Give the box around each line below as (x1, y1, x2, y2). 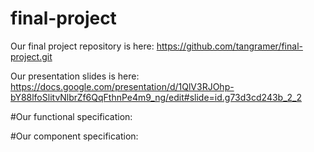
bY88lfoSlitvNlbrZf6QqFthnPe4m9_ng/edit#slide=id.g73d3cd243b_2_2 (10, 91, 302, 103)
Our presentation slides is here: (10, 70, 140, 82)
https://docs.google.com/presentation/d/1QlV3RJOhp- (10, 80, 235, 92)
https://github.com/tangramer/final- (156, 40, 303, 52)
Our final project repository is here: (10, 40, 155, 52)
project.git (10, 50, 53, 62)
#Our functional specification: (10, 110, 133, 122)
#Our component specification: (10, 130, 139, 142)
